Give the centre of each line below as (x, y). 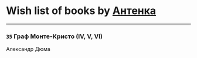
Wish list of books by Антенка (81, 11)
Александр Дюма (28, 49)
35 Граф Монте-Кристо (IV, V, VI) (54, 36)
